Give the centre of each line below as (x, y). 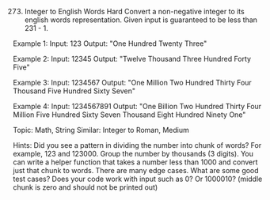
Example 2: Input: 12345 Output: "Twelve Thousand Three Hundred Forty (132, 59)
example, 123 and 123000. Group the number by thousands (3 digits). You (133, 154)
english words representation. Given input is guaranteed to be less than (141, 20)
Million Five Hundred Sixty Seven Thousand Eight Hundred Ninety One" (129, 115)
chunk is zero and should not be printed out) (86, 187)
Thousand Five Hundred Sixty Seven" (74, 91)
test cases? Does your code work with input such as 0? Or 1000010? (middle (138, 179)
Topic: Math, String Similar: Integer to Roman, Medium (101, 130)
